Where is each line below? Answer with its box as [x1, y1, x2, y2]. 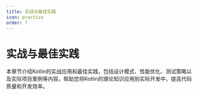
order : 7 [6, 20, 28, 26]
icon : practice [6, 14, 44, 20]
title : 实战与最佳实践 [6, 8, 56, 15]
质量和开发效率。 [6, 83, 48, 90]
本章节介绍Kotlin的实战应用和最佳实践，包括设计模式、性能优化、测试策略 [6, 68, 187, 75]
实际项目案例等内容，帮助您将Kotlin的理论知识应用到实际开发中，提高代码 [11, 75, 192, 83]
